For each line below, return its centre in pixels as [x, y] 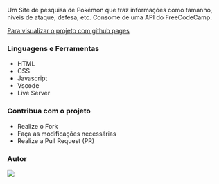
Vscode [28, 86]
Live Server [34, 93]
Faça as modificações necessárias [67, 134]
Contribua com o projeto [49, 111]
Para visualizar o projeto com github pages [68, 31]
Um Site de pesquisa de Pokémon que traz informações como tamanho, [110, 10]
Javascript [32, 78]
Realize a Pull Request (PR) [56, 140]
